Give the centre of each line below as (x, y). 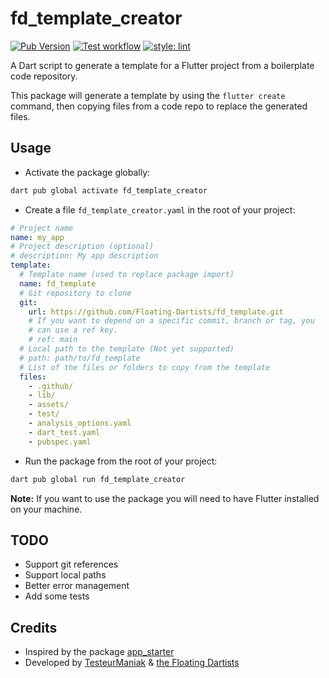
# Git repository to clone (75, 293)
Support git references (71, 564)
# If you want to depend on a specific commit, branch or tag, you (171, 321)
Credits (34, 627)
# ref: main (53, 340)
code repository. (44, 76)
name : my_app (37, 237)
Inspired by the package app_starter (99, 652)
